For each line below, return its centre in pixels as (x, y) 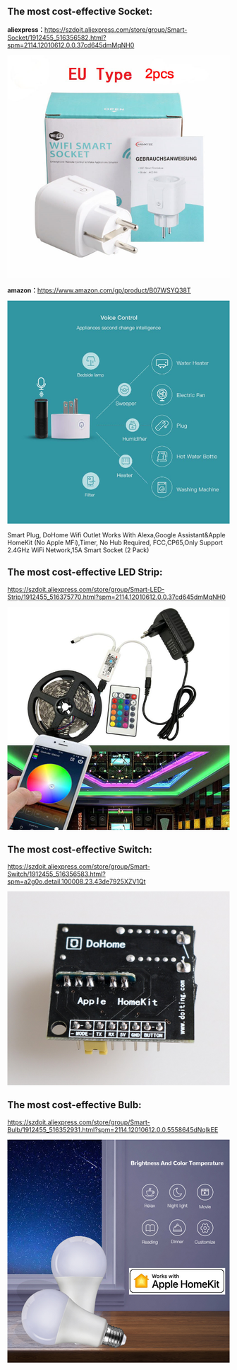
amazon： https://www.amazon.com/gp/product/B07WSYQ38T (99, 290)
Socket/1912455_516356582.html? (57, 38)
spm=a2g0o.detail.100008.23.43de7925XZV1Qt (77, 881)
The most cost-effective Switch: (80, 850)
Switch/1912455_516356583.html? (56, 874)
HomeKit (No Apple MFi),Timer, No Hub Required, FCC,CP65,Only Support (115, 542)
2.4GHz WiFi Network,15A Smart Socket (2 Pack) (78, 550)
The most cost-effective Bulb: (74, 1105)
